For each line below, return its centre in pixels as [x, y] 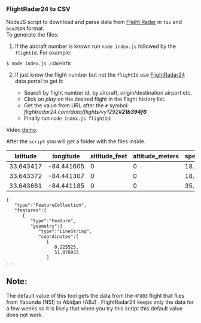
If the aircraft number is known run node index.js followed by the [95, 46]
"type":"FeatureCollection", [50, 206]
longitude [66, 156]
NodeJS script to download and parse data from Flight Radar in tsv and [94, 22]
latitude [26, 156]
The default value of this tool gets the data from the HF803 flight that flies [95, 296]
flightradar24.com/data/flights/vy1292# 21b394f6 [85, 112]
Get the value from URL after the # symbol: [76, 105]
